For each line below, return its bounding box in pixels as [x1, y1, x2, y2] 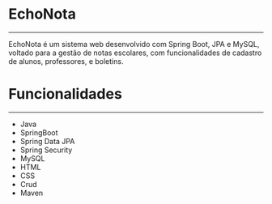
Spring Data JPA [19, 136, 75, 146]
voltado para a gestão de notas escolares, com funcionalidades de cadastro [8, 48, 262, 57]
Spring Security [19, 145, 73, 155]
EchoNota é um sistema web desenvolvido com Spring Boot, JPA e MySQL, [8, 39, 260, 49]
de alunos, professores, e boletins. [8, 56, 124, 66]
